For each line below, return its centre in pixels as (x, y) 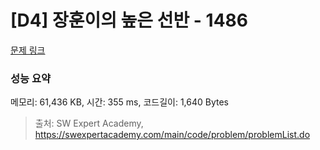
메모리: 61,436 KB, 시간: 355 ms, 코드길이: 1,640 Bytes (120, 102)
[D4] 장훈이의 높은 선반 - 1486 (129, 20)
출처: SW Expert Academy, (89, 123)
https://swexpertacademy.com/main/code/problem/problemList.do (172, 135)
